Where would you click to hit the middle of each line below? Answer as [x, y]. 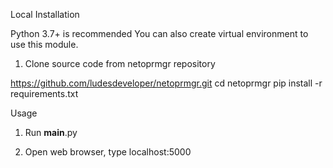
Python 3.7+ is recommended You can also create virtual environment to [159, 33]
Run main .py [51, 132]
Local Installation [45, 14]
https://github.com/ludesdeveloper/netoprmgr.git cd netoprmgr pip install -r [166, 83]
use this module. [44, 44]
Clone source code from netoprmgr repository [120, 63]
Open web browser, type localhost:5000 [108, 152]
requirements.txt [44, 93]
